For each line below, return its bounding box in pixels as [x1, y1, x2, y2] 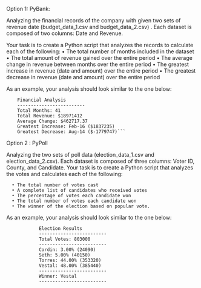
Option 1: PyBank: [6, 5, 50, 12]
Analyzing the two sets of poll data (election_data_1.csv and [6, 151, 154, 158]
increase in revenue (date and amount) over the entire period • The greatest [6, 67, 196, 74]
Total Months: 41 [17, 108, 61, 114]
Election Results [38, 226, 83, 232]
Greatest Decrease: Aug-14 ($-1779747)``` [17, 129, 126, 135]
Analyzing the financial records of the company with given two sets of [6, 17, 181, 24]
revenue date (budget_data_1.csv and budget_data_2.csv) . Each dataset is [6, 24, 192, 30]
